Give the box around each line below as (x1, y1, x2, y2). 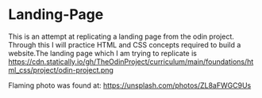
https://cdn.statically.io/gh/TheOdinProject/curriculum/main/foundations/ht (8, 57, 254, 66)
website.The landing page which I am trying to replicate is (8, 48, 197, 58)
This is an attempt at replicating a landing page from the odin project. (8, 32, 234, 41)
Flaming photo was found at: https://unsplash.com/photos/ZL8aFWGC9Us (8, 81, 252, 90)
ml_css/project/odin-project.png (8, 65, 114, 74)
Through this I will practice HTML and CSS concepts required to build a (8, 40, 241, 49)
